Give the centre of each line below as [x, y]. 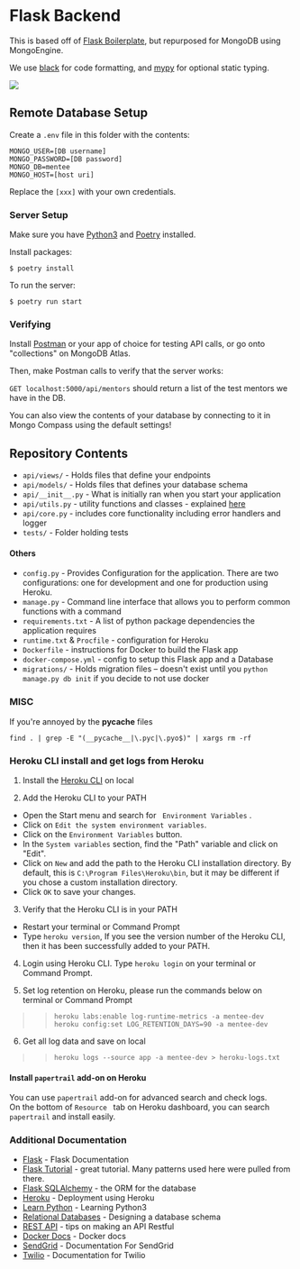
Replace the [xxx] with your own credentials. [93, 191]
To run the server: [43, 286]
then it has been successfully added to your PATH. [116, 945]
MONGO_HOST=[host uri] [52, 175]
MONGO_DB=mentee [40, 167]
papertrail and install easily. [63, 1117]
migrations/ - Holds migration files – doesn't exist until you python [145, 669]
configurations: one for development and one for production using [145, 583]
